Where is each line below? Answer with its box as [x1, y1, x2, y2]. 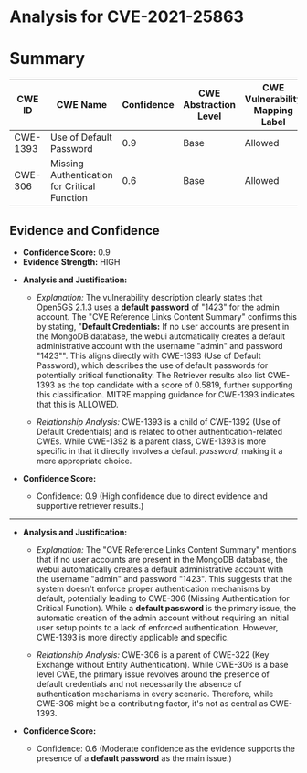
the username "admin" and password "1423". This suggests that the [36, 573, 293, 584]
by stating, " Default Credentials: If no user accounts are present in [36, 321, 290, 332]
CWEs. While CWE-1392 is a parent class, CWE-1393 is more [36, 436, 267, 447]
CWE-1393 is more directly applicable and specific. [36, 631, 230, 642]
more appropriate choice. [36, 455, 132, 466]
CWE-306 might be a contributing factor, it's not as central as [36, 697, 269, 709]
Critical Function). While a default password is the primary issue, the [36, 602, 297, 613]
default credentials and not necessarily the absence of [36, 678, 242, 689]
